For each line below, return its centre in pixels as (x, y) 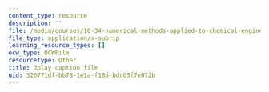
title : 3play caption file (53, 68)
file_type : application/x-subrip (64, 38)
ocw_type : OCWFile (39, 53)
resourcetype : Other (43, 61)
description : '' (35, 23)
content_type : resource (48, 16)
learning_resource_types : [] (57, 46)
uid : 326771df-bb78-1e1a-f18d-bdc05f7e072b (82, 75)
